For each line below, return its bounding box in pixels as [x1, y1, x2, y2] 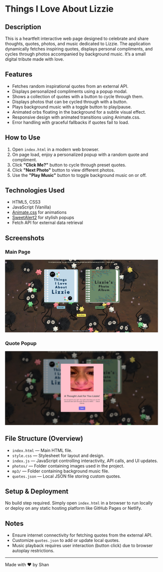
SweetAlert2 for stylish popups [12, 215, 74, 221]
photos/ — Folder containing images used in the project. [12, 463, 125, 468]
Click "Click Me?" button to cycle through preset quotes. [12, 162, 127, 168]
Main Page [5, 248, 31, 255]
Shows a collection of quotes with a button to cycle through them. [12, 93, 144, 99]
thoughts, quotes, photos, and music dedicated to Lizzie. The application [5, 41, 151, 47]
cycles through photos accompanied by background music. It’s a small [5, 51, 146, 57]
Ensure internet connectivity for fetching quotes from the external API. [12, 532, 153, 538]
